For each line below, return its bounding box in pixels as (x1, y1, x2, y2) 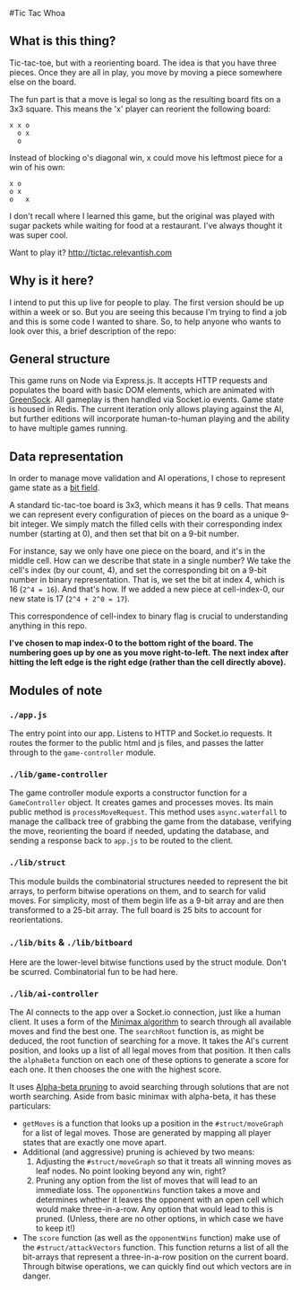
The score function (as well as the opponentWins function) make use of (21, 1233, 280, 1243)
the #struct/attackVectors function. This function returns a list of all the (21, 1242, 289, 1253)
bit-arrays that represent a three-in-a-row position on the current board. (21, 1251, 289, 1262)
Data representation (9, 449, 124, 464)
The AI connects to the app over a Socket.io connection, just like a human (9, 1007, 281, 1018)
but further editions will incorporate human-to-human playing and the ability (9, 413, 290, 425)
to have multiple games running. (9, 423, 128, 434)
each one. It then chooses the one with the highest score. (9, 1064, 222, 1075)
